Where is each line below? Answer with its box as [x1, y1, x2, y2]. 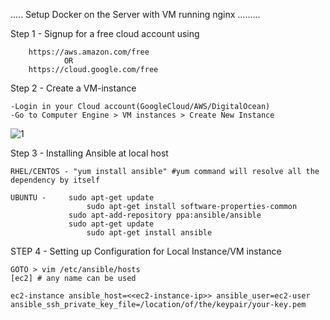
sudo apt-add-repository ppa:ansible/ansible [68, 210, 262, 220]
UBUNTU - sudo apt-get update [10, 193, 155, 203]
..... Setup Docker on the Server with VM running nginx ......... [10, 9, 261, 20]
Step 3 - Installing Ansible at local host [10, 147, 169, 159]
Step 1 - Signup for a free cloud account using [10, 28, 200, 39]
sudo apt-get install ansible [86, 228, 213, 238]
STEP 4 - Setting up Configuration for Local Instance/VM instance [10, 245, 282, 257]
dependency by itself [10, 175, 101, 185]
